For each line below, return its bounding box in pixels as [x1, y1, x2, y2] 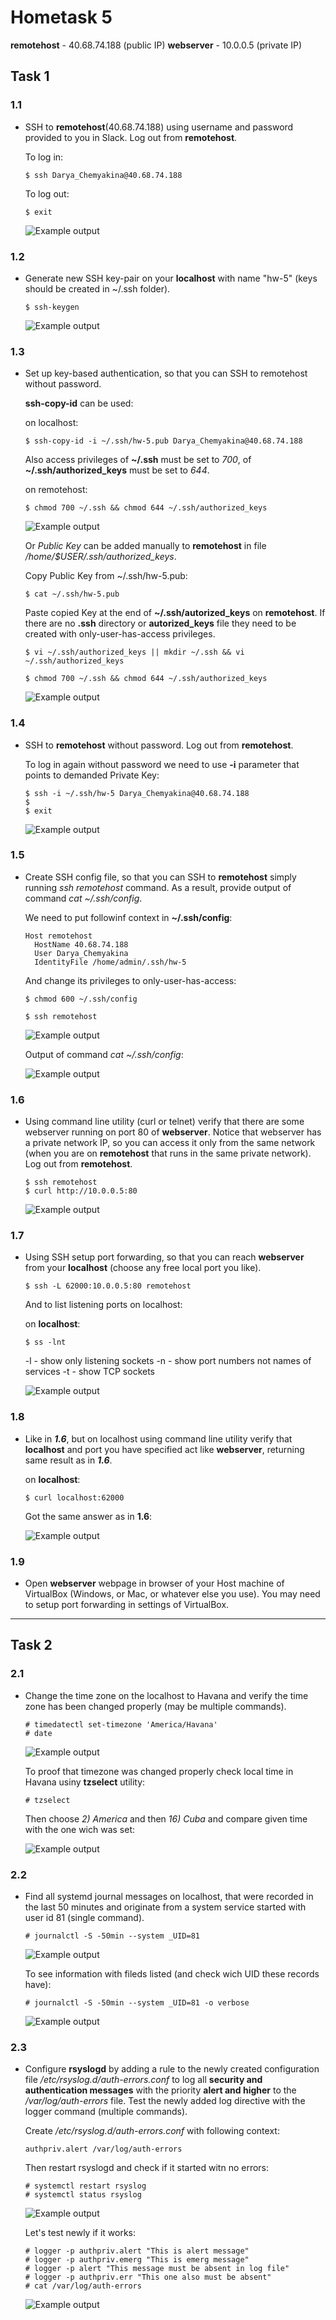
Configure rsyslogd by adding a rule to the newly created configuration [24, 2063, 320, 2075]
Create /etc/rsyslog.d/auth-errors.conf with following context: [24, 2125, 280, 2137]
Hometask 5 [10, 6, 113, 29]
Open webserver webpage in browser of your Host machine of [24, 1577, 285, 1589]
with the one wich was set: [24, 1823, 136, 1835]
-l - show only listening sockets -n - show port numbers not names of [24, 1355, 312, 1367]
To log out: [24, 187, 70, 200]
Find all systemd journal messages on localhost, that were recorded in [24, 1890, 314, 1902]
